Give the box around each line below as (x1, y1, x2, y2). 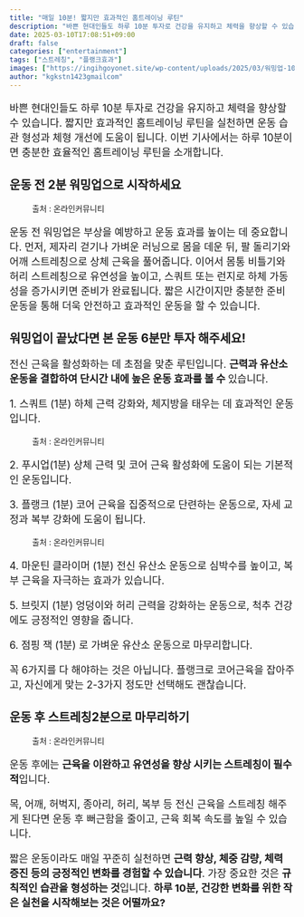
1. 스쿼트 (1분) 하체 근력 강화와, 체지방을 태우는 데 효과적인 (9, 397, 273, 410)
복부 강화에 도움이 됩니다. (31, 513, 147, 526)
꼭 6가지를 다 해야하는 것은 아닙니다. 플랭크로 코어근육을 (9, 663, 264, 676)
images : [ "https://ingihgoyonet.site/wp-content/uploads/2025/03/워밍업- (9, 64, 288, 73)
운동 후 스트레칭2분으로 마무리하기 (9, 709, 190, 725)
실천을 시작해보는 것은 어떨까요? (21, 896, 166, 909)
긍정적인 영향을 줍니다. (31, 613, 134, 626)
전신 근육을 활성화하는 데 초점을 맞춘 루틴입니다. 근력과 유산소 (9, 357, 289, 371)
